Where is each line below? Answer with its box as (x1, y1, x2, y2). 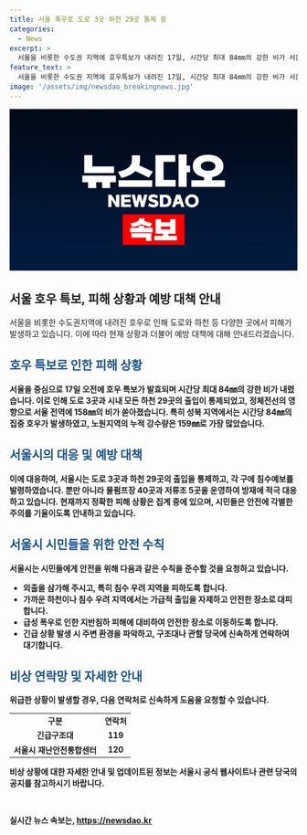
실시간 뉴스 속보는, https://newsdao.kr (9, 815, 153, 826)
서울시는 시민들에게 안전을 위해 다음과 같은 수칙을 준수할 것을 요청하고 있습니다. (9, 563, 290, 574)
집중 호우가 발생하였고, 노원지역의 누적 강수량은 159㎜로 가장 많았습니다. (9, 417, 265, 428)
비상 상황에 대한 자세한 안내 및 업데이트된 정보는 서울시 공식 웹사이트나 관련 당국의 (9, 766, 298, 777)
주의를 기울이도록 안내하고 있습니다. (9, 507, 136, 518)
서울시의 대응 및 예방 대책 (9, 448, 143, 463)
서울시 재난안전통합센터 (13, 745, 98, 756)
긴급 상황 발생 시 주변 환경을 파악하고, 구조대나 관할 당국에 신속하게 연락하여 (22, 628, 290, 639)
